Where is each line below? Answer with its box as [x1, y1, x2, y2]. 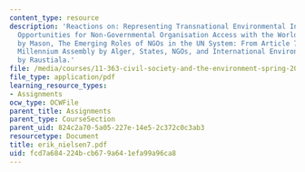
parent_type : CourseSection [9, 115, 116, 124]
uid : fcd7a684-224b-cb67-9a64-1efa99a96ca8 [9, 148, 177, 157]
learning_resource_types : [9, 81, 107, 90]
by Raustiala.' [17, 56, 75, 65]
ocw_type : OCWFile [9, 97, 79, 107]
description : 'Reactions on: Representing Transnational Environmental [9, 22, 286, 31]
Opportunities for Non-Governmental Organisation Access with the [17, 30, 274, 39]
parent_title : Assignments [9, 106, 112, 116]
